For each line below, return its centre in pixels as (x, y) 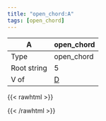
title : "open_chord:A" (41, 14)
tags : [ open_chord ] (36, 21)
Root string (29, 68)
